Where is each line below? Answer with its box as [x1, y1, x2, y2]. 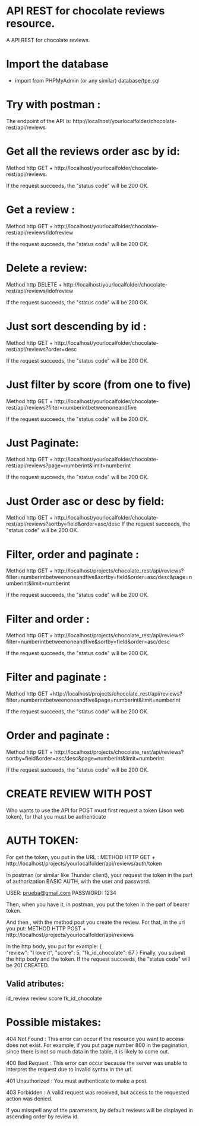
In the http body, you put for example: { [6, 943, 102, 949]
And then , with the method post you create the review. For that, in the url [6, 919, 185, 926]
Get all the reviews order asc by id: [6, 144, 180, 158]
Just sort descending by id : [6, 319, 147, 333]
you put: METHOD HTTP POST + [6, 925, 87, 932]
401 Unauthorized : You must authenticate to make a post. [6, 1077, 149, 1084]
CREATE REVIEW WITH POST [6, 787, 153, 801]
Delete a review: [6, 261, 88, 275]
